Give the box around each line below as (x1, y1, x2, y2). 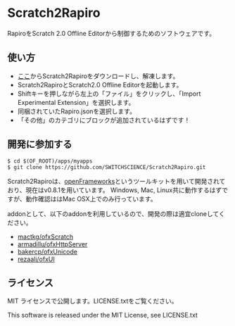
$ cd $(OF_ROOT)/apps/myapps (7, 157, 93, 165)
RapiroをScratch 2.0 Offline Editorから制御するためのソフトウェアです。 (7, 29, 216, 37)
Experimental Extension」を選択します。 (17, 98, 135, 106)
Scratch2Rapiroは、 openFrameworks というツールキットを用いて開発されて (7, 177, 226, 185)
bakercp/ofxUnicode (17, 247, 77, 256)
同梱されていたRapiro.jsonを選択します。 (17, 107, 136, 115)
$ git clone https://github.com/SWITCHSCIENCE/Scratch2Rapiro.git (7, 163, 206, 170)
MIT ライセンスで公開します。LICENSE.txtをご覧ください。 (7, 297, 178, 306)
